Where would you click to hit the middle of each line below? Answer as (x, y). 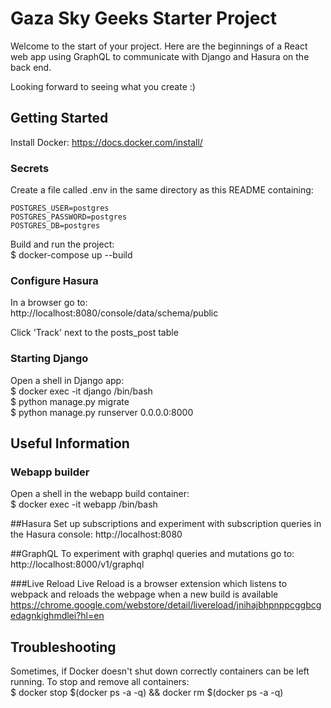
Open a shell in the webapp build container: (100, 494)
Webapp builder (50, 472)
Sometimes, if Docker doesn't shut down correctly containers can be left (160, 671)
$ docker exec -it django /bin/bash (81, 391)
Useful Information (70, 443)
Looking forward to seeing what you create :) (103, 86)
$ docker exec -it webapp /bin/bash (84, 504)
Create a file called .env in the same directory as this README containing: (162, 190)
